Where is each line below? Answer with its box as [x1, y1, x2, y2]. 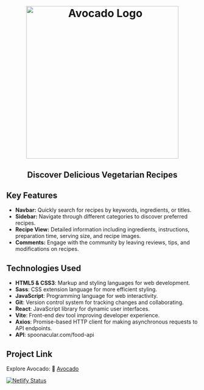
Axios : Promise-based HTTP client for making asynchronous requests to [15, 318, 198, 325]
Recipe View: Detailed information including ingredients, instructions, [15, 226, 190, 233]
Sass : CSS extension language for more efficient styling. [15, 286, 157, 293]
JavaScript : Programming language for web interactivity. [15, 292, 158, 300]
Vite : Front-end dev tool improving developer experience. [15, 312, 160, 319]
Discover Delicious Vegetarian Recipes [27, 170, 178, 180]
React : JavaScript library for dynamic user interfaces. [15, 305, 150, 312]
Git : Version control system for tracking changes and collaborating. [15, 298, 184, 306]
